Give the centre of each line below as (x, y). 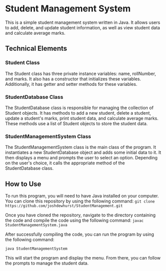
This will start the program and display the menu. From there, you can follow (83, 258)
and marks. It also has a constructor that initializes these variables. (73, 79)
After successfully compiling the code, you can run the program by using (80, 234)
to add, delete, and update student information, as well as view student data (83, 27)
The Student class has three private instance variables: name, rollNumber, (81, 73)
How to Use (23, 184)
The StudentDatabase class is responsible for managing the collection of (79, 108)
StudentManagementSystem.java (36, 225)
